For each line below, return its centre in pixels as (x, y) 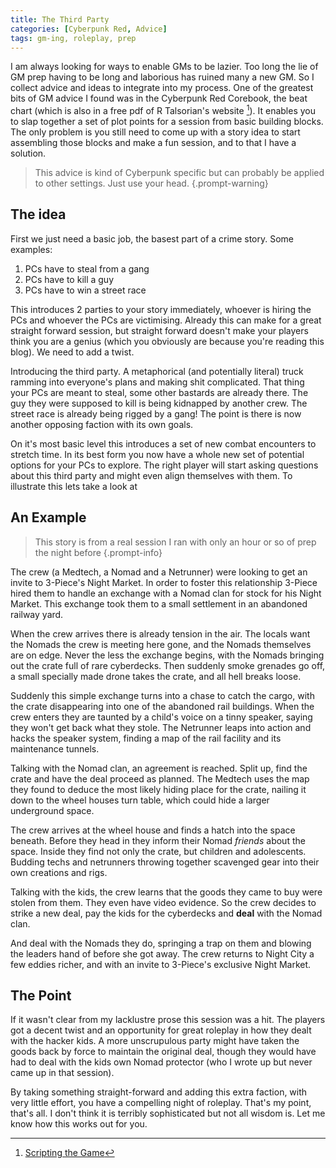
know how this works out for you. (79, 1124)
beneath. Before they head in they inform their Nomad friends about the (158, 840)
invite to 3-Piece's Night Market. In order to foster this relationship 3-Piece (164, 582)
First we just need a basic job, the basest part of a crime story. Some (152, 238)
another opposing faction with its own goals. (102, 424)
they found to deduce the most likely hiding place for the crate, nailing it (158, 789)
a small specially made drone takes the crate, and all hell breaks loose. (156, 676)
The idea (38, 214)
